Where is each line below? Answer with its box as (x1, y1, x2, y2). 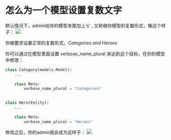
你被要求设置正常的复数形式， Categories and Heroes (5, 39, 118, 46)
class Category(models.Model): (5, 67, 72, 72)
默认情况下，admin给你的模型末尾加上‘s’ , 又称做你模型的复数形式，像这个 (5, 22, 161, 29)
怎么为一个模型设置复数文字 (5, 5, 122, 16)
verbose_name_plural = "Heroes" (24, 119, 93, 124)
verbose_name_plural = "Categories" (24, 86, 102, 91)
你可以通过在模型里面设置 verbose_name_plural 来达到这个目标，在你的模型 (5, 51, 165, 57)
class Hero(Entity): (5, 100, 50, 105)
